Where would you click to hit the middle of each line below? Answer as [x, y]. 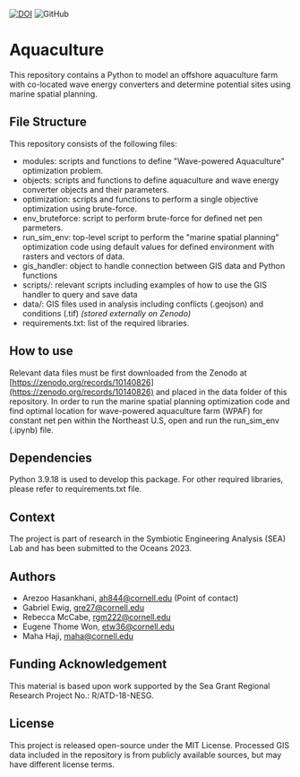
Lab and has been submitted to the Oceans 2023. [101, 548]
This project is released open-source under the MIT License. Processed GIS [149, 745]
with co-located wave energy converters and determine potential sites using [150, 84]
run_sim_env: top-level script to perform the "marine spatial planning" [150, 237]
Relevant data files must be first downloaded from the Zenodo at [129, 373]
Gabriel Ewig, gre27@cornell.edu [83, 608]
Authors [33, 577]
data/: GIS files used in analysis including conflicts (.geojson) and [143, 304]
